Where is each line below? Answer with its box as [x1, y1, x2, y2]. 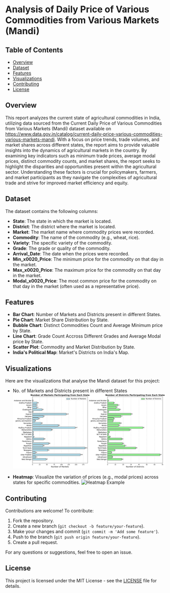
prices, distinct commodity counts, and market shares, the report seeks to [5, 158, 160, 164]
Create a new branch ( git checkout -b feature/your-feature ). [12, 523, 145, 529]
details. [5, 583, 21, 589]
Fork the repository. [12, 517, 54, 524]
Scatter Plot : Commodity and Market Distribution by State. [12, 344, 136, 350]
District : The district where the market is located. [12, 223, 116, 229]
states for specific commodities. [12, 479, 80, 486]
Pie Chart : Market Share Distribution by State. [12, 317, 109, 323]
